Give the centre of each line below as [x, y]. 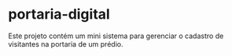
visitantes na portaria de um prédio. [66, 44]
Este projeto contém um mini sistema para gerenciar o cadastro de [116, 36]
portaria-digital [59, 14]
